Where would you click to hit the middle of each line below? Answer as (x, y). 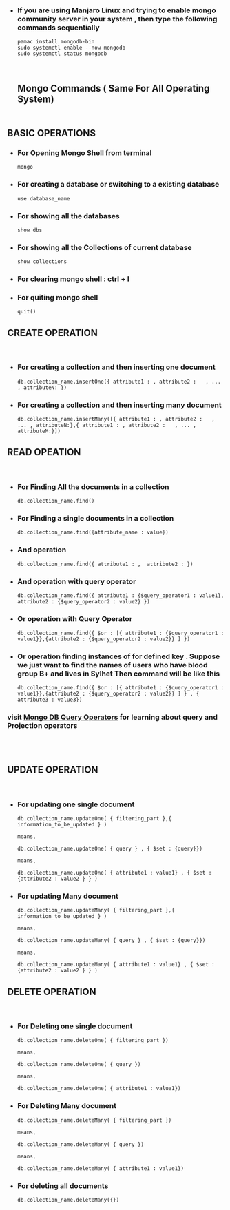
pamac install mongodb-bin (56, 42)
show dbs (30, 230)
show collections (42, 262)
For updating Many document (67, 896)
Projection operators (42, 726)
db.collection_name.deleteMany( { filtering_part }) (94, 1120)
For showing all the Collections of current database (104, 247)
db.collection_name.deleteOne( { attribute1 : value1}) (99, 1089)
